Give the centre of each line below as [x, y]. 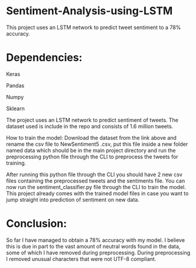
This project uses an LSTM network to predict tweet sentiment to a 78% [94, 27]
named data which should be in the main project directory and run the [91, 150]
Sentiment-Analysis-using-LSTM [89, 11]
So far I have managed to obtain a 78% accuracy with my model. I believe [95, 240]
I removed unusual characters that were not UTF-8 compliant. [81, 259]
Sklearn [15, 109]
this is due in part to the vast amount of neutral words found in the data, [93, 246]
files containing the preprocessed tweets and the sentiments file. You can [96, 181]
